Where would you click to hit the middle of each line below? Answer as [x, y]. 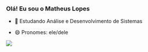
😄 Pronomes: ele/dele [41, 32]
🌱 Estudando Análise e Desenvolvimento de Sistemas [78, 21]
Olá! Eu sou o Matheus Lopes [48, 9]
